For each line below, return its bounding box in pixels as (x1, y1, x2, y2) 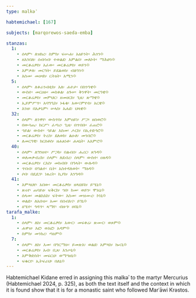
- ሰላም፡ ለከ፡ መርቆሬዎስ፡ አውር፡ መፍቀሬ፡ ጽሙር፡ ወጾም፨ (16, 220, 121, 226)
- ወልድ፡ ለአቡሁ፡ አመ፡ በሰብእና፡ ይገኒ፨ (16, 198, 87, 204)
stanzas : (6, 40, 28, 46)
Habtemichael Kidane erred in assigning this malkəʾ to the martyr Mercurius (6, 274, 188, 281)
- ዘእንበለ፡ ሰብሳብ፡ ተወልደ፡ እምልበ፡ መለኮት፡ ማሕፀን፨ (16, 57, 116, 63)
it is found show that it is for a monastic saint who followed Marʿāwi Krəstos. (6, 286, 190, 293)
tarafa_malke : (6, 209, 41, 215)
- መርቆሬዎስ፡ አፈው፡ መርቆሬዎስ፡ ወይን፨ (16, 62, 90, 68)
